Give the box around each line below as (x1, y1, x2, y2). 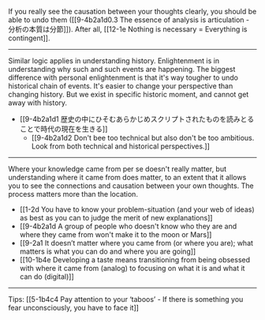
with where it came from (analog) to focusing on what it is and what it (19, 264, 245, 273)
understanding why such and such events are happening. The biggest (8, 65, 236, 73)
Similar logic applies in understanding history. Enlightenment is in (8, 56, 219, 66)
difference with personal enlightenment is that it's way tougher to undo (8, 73, 239, 82)
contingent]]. (8, 33, 50, 43)
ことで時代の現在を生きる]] (19, 124, 108, 134)
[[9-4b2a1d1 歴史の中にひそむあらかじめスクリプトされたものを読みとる (19, 115, 255, 123)
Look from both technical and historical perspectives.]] (31, 141, 211, 151)
